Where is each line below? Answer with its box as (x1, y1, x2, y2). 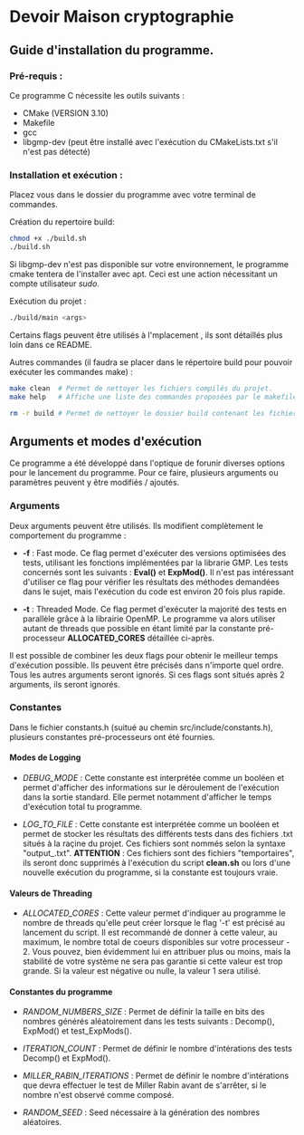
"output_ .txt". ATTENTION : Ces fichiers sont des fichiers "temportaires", (22, 848, 295, 859)
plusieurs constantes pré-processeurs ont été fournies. (9, 731, 215, 742)
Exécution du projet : (9, 295, 87, 306)
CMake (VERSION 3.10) (22, 107, 109, 119)
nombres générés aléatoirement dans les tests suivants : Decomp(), (22, 1016, 275, 1027)
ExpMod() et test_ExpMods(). (22, 1025, 133, 1036)
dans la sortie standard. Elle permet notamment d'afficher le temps (22, 792, 272, 803)
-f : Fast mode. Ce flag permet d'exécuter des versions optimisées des (22, 547, 287, 558)
